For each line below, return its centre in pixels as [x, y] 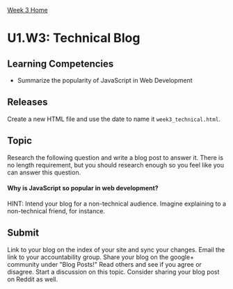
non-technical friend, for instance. [56, 210]
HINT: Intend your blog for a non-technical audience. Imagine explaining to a [117, 204]
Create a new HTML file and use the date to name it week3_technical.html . [114, 119]
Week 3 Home [27, 10]
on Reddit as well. [32, 279]
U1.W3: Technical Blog [74, 38]
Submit [23, 233]
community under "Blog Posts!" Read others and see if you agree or [104, 264]
